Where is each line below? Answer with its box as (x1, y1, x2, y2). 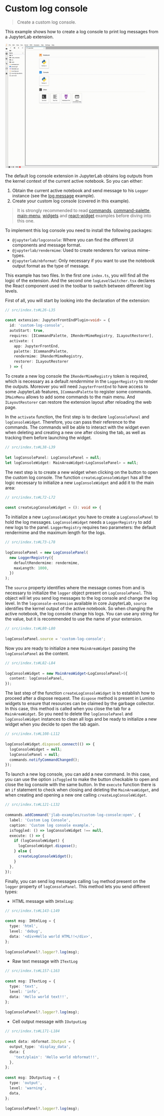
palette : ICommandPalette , (14, 349, 69, 354)
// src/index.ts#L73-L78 (5, 540, 56, 545)
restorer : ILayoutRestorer (14, 359, 69, 364)
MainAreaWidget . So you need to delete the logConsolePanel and (5, 711, 133, 717)
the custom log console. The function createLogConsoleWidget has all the (5, 474, 151, 480)
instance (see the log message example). (12, 193, 95, 198)
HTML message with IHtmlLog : (12, 898, 74, 904)
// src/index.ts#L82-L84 (5, 660, 56, 665)
